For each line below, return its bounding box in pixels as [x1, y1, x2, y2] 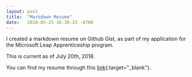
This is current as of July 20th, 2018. [6, 53, 95, 60]
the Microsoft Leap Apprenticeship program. [6, 41, 114, 48]
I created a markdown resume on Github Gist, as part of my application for [6, 36, 187, 43]
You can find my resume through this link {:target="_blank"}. [6, 64, 151, 71]
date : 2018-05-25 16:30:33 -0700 [6, 19, 94, 25]
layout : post [6, 8, 38, 15]
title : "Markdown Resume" [6, 14, 72, 20]
